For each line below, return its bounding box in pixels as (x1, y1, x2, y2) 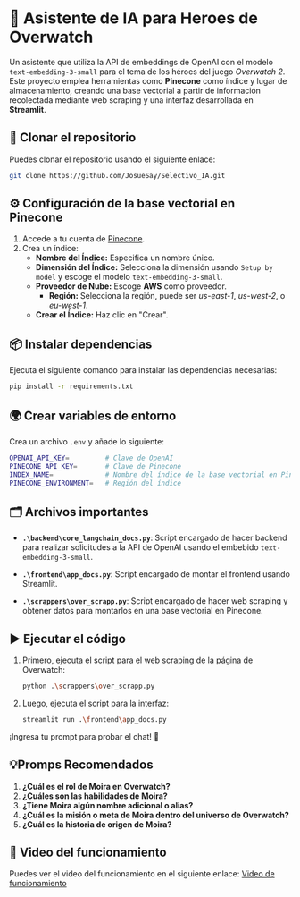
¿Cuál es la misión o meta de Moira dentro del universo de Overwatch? (21, 809, 290, 820)
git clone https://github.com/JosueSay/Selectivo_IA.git (9, 171, 226, 180)
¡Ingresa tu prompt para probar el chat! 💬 (9, 731, 159, 741)
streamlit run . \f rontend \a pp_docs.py (21, 715, 167, 724)
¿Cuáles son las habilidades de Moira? (21, 791, 168, 801)
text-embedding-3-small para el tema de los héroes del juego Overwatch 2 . (9, 66, 286, 77)
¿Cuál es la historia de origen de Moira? (21, 818, 172, 830)
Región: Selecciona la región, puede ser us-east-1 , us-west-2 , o (48, 291, 286, 301)
